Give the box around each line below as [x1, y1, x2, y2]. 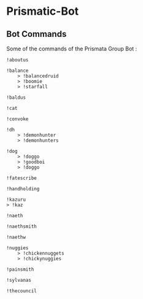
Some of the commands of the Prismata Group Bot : [6, 45, 137, 52]
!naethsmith [6, 223, 37, 230]
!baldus [6, 95, 26, 101]
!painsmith [6, 266, 34, 273]
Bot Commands [6, 29, 67, 39]
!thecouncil [6, 288, 37, 294]
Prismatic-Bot [6, 4, 79, 18]
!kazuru [6, 196, 26, 203]
